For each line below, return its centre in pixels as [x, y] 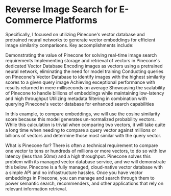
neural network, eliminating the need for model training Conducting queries [84, 71]
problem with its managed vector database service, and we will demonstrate [86, 161]
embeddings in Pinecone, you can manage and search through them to [80, 178]
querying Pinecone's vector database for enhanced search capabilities [80, 104]
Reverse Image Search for [61, 9]
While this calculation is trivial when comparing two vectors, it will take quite [86, 125]
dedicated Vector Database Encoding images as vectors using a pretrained [84, 66]
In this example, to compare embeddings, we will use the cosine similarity [83, 114]
